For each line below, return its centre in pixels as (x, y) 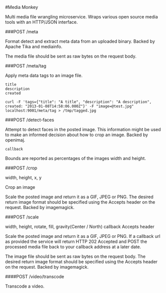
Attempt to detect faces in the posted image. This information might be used (83, 129)
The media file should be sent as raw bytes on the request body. (71, 56)
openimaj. (15, 140)
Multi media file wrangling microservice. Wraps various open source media (82, 17)
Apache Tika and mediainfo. (34, 46)
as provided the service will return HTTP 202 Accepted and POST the (76, 241)
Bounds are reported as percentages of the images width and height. (76, 158)
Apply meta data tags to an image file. (44, 75)
